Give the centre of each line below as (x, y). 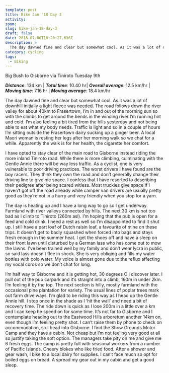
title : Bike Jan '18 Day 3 (33, 15)
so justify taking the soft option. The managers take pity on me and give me (83, 338)
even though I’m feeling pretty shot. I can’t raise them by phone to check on (84, 322)
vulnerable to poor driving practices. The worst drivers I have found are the (83, 169)
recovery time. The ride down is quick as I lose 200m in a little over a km (80, 306)
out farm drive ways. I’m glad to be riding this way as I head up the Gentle (81, 295)
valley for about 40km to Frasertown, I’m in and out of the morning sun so (81, 111)
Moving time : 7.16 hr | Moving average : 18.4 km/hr (58, 91)
